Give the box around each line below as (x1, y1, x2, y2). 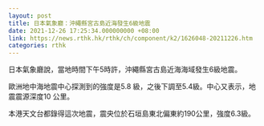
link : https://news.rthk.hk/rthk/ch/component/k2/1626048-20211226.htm (8, 34, 253, 43)
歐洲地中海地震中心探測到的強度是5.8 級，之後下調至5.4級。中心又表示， (8, 82, 250, 91)
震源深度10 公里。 (14, 91, 75, 101)
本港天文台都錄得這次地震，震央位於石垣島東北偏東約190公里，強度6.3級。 (8, 109, 255, 119)
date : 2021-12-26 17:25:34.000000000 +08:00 (8, 26, 160, 35)
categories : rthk (8, 42, 67, 50)
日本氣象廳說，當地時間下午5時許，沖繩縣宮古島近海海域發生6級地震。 (8, 65, 242, 75)
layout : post (8, 11, 52, 20)
